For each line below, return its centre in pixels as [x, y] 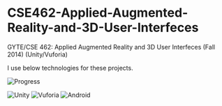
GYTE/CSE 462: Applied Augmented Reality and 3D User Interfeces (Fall [111, 47]
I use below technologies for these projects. [71, 68]
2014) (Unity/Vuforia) [38, 54]
